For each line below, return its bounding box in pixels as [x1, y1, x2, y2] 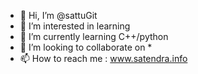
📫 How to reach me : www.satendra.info [19, 53, 188, 64]
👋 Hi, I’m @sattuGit [19, 10, 98, 21]
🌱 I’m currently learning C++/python [19, 31, 169, 42]
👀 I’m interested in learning [19, 20, 131, 32]
